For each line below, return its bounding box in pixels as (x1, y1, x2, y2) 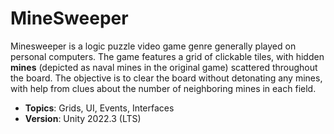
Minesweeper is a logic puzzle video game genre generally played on (10, 40, 297, 52)
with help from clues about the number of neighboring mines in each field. (10, 82, 317, 94)
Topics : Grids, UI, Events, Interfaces (24, 102, 175, 114)
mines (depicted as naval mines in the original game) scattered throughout (10, 61, 318, 73)
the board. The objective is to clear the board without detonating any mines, (10, 72, 323, 84)
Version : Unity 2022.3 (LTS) (24, 112, 142, 124)
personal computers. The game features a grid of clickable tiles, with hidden (10, 50, 325, 62)
